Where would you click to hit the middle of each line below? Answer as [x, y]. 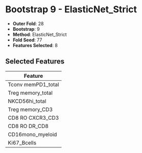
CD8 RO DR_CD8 [28, 126]
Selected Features [35, 62]
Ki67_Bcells [22, 143]
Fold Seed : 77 [27, 40]
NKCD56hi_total [27, 101]
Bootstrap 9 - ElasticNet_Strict [71, 9]
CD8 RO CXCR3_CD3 [33, 118]
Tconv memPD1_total [33, 84]
